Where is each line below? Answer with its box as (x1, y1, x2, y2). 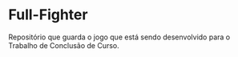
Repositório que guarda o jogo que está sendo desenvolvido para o (8, 32, 231, 42)
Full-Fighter (8, 6, 88, 24)
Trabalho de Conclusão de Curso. (8, 40, 120, 50)
